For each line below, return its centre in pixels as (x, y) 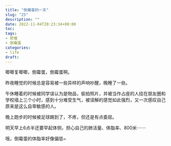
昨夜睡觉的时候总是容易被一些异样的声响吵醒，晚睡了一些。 (68, 83)
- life (12, 52)
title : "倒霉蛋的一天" (27, 10)
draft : (12, 57)
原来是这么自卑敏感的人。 (32, 106)
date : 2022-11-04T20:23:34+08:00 (41, 24)
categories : (18, 48)
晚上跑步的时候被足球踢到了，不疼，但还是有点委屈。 (61, 117)
